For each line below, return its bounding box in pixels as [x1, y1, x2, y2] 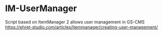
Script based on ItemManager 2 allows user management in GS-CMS [5, 19, 145, 25]
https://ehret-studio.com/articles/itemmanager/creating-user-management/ [5, 24, 158, 30]
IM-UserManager [5, 3, 77, 14]
